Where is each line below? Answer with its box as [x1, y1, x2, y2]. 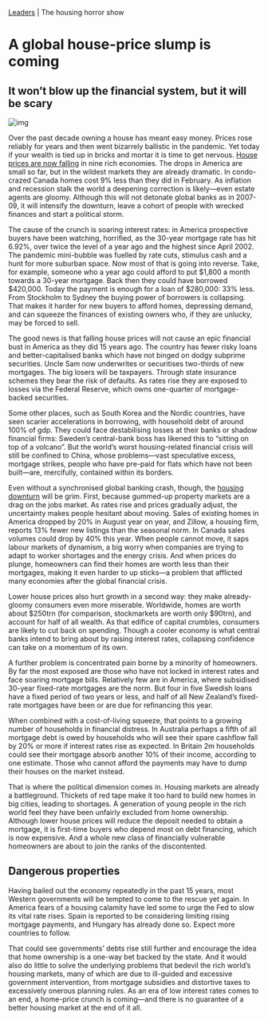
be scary [8, 96, 53, 110]
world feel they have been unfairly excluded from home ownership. [8, 808, 229, 817]
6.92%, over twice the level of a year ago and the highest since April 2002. [8, 242, 254, 251]
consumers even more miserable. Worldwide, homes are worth [34, 601, 241, 609]
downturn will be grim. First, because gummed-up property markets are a [8, 491, 250, 501]
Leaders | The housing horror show [8, 8, 125, 17]
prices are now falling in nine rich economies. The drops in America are [8, 159, 243, 167]
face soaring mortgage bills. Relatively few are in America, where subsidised [8, 675, 260, 684]
